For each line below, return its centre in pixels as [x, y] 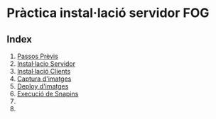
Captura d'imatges [44, 79]
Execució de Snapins [48, 94]
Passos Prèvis [37, 56]
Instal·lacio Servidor [46, 64]
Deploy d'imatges [43, 86]
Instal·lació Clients [44, 71]
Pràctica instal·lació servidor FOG [108, 13]
